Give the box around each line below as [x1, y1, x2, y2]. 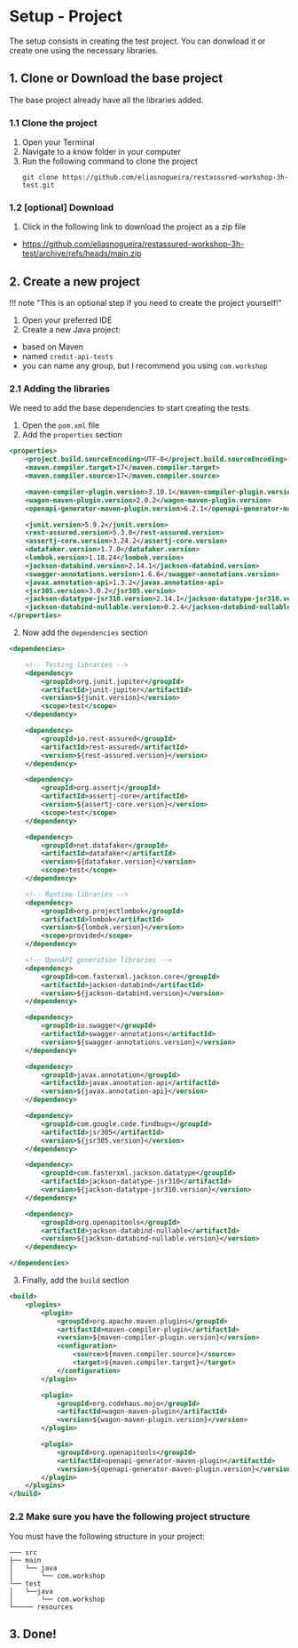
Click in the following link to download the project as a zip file [21, 221, 247, 232]
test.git [21, 181, 55, 190]
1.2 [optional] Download [9, 201, 114, 213]
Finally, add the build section [21, 1274, 129, 1286]
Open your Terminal [21, 137, 95, 148]
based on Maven [21, 342, 84, 352]
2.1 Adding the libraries [9, 382, 111, 395]
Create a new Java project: [21, 325, 122, 335]
